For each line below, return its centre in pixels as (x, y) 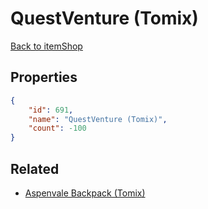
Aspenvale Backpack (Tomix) (85, 193)
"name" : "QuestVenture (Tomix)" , (98, 119)
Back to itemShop (46, 46)
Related (35, 168)
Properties (44, 77)
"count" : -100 (57, 128)
